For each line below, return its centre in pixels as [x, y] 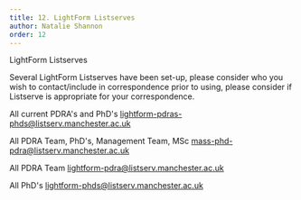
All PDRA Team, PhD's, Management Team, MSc [99, 141]
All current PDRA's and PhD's [64, 114]
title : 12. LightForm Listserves [72, 18]
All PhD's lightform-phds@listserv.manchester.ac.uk [106, 186]
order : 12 [28, 34]
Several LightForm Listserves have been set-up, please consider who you [146, 77]
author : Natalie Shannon [56, 26]
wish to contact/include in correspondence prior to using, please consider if [150, 87]
